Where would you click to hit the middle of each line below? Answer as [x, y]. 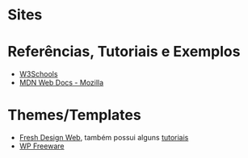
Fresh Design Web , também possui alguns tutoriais [104, 138]
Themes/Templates [75, 115]
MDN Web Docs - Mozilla [61, 83]
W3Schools [38, 74]
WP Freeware [42, 146]
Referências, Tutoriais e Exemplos [124, 52]
